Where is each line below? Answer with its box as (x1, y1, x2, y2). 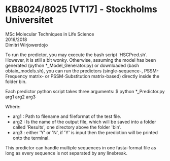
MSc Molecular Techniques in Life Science (5, 31, 95, 37)
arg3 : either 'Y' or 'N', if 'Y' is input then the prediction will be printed (12, 129, 158, 135)
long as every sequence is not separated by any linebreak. (5, 150, 128, 156)
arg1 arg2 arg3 (5, 94, 36, 100)
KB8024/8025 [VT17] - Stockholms (5, 4, 157, 15)
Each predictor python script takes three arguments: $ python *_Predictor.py (5, 88, 165, 94)
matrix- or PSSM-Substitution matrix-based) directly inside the (28, 73, 160, 79)
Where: (5, 103, 21, 109)
